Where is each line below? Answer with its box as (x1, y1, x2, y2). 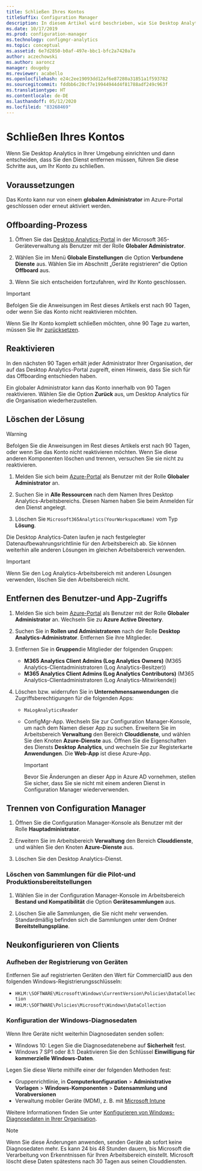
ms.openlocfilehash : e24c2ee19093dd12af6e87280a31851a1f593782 (6, 76, 168, 82)
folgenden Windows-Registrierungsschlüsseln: (6, 978, 122, 985)
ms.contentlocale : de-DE (6, 93, 69, 99)
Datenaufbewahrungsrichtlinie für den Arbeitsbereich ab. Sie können (6, 539, 177, 547)
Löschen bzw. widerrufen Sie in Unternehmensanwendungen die (14, 688, 179, 695)
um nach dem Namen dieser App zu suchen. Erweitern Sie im (23, 724, 176, 731)
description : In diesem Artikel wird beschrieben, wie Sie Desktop (6, 20, 179, 26)
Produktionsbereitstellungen (6, 878, 92, 886)
